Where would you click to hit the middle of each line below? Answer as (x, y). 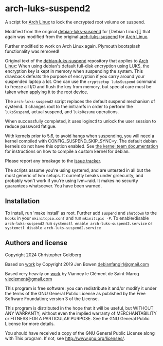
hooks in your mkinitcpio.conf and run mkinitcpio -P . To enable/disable (77, 218)
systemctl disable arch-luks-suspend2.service (53, 228)
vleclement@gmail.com (29, 279)
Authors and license (36, 243)
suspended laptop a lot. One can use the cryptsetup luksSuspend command (81, 81)
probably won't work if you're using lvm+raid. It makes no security (72, 181)
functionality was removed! (32, 51)
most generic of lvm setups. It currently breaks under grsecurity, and (74, 175)
